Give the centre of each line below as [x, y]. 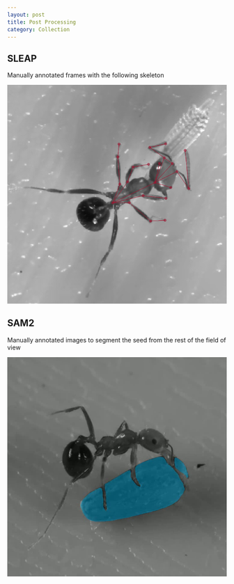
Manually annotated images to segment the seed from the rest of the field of [117, 340]
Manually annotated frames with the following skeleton [86, 75]
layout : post [26, 15]
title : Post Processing [42, 22]
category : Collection [39, 29]
